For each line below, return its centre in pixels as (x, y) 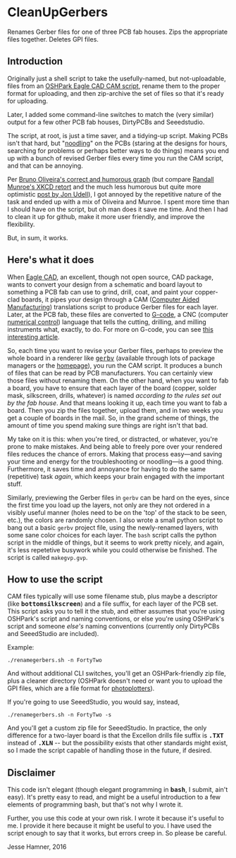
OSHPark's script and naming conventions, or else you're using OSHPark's (116, 619)
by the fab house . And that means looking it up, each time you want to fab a (117, 403)
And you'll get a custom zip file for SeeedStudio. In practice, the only (107, 728)
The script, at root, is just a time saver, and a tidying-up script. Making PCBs (118, 135)
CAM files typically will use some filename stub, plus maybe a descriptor (113, 597)
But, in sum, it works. (38, 237)
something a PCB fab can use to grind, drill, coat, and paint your (100, 292)
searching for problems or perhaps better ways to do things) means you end (118, 150)
